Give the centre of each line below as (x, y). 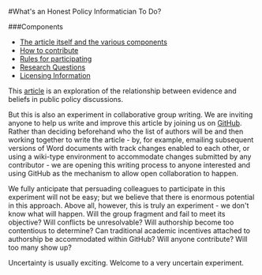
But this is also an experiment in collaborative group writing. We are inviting (131, 115)
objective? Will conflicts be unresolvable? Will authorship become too (121, 222)
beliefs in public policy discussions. (66, 99)
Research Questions (52, 67)
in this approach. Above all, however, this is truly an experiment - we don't (129, 205)
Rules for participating (56, 59)
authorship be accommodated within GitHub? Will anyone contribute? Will (128, 239)
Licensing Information (55, 75)
